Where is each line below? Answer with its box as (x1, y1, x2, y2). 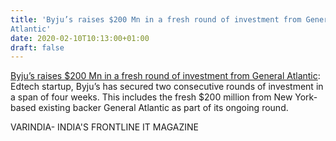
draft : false (10, 42, 65, 53)
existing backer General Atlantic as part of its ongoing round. (38, 102, 289, 114)
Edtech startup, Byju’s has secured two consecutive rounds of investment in (10, 81, 324, 93)
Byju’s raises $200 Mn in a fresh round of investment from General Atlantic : (10, 70, 321, 82)
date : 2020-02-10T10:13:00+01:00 (10, 33, 150, 43)
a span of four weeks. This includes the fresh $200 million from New (10, 91, 293, 103)
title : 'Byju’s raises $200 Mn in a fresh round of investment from (10, 14, 302, 25)
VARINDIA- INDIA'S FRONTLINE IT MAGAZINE (10, 121, 199, 133)
